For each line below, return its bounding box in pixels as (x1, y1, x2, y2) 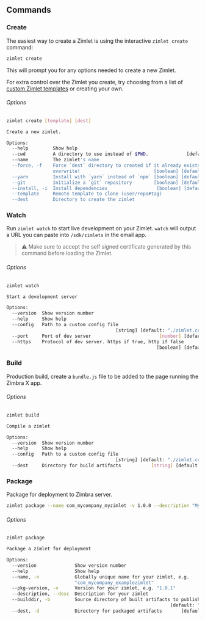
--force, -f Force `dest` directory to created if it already (12, 162, 182, 169)
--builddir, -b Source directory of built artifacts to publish (12, 597, 201, 603)
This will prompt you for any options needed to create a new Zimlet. (6, 67, 176, 74)
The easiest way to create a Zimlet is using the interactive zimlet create (6, 37, 188, 45)
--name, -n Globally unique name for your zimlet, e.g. (12, 574, 190, 580)
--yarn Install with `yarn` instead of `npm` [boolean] (12, 173, 179, 180)
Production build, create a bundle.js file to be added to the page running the (6, 373, 199, 380)
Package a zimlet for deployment (6, 546, 92, 552)
